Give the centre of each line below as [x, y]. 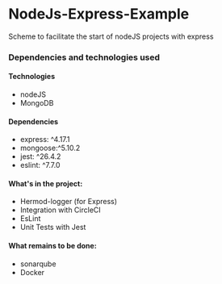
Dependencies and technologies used [84, 57]
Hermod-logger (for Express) [69, 202]
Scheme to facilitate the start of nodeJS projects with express [111, 36]
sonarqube [38, 264]
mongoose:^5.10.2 [50, 148]
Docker [32, 272]
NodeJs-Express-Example [99, 14]
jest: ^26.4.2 [40, 157]
